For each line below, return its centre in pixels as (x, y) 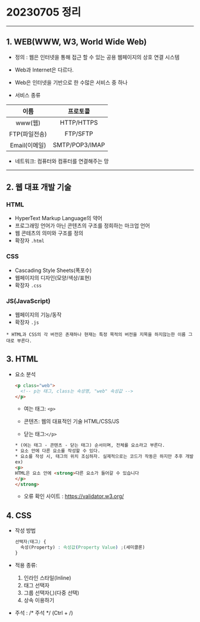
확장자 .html (29, 241)
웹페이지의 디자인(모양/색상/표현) (53, 277)
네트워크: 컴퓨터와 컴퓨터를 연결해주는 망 (62, 161)
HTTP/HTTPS (79, 122)
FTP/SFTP (79, 134)
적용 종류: (26, 565)
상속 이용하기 (39, 600)
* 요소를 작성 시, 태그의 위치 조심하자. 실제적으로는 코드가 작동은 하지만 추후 (99, 457)
